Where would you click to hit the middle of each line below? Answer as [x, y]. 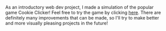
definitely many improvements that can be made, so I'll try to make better [82, 18]
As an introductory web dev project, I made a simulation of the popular [80, 7]
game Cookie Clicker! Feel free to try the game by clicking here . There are [83, 12]
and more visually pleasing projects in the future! [57, 23]
